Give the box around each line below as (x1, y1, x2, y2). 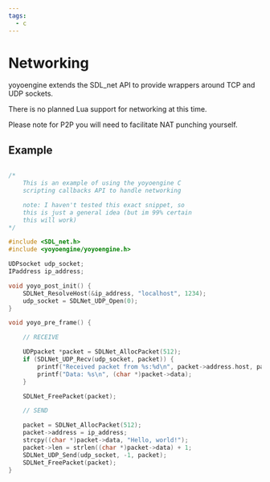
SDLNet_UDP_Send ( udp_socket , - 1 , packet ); (22, 451, 167, 459)
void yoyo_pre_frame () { (8, 319, 92, 327)
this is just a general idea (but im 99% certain (22, 208, 193, 217)
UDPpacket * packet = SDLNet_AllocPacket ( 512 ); (22, 348, 182, 356)
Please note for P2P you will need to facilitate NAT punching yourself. (8, 120, 239, 129)
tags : (8, 11, 27, 20)
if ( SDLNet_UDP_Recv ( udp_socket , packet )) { (22, 355, 174, 363)
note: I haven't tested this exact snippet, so (22, 201, 185, 209)
